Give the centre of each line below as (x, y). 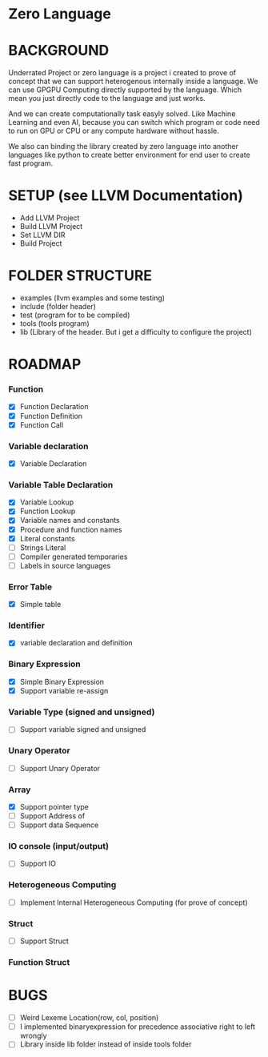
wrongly (33, 1036)
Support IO (38, 864)
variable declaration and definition (76, 643)
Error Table (30, 587)
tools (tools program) (54, 324)
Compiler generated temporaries (74, 557)
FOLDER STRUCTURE (80, 276)
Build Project (41, 243)
